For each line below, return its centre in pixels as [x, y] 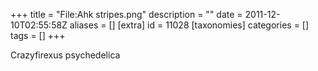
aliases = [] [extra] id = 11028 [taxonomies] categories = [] [189, 25]
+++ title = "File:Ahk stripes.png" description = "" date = [126, 14]
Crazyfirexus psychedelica [65, 55]
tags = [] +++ [38, 35]
